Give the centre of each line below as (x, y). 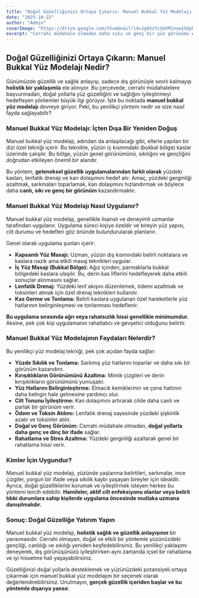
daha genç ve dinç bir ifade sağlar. (57, 432)
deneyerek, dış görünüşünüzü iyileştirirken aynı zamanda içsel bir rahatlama (99, 552)
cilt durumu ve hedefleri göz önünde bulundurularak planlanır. (81, 232)
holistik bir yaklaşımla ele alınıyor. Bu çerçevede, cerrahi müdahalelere (93, 87)
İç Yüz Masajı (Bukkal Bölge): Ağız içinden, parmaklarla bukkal (92, 267)
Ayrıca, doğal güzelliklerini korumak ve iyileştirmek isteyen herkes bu (90, 486)
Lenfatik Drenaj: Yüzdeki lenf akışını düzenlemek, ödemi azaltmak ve (99, 286)
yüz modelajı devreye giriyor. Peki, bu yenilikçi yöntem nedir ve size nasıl (95, 106)
